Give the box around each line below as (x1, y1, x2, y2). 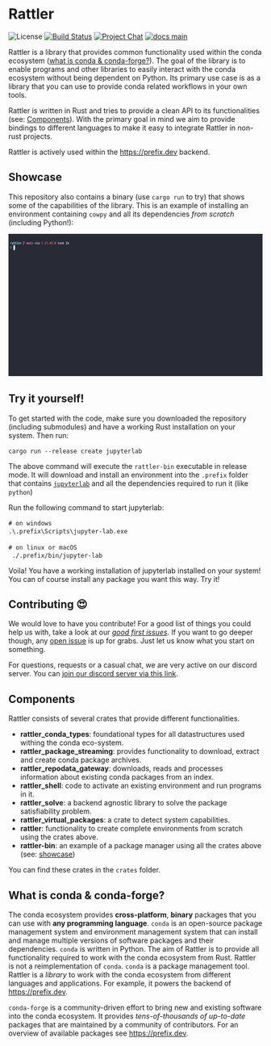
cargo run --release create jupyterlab (8, 447, 143, 455)
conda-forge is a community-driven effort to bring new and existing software (8, 1002, 262, 1013)
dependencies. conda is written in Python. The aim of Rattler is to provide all (8, 944, 260, 954)
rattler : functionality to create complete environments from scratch (19, 824, 244, 834)
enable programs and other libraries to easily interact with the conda (8, 64, 236, 73)
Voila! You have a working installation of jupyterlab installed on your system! (8, 566, 261, 575)
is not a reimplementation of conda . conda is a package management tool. (8, 961, 250, 971)
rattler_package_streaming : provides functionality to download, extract (19, 747, 260, 756)
